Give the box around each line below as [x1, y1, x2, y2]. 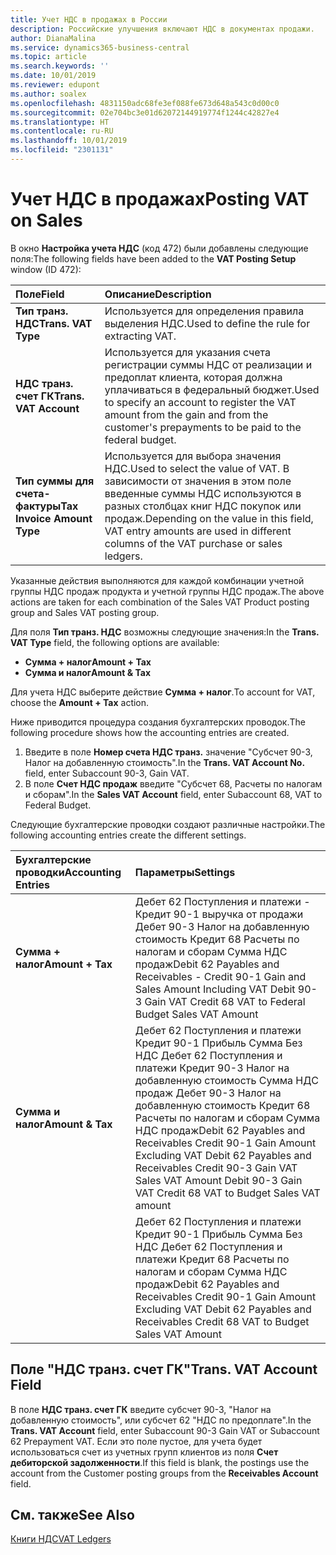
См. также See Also [10, 1507, 135, 1524]
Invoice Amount [15, 511, 93, 525]
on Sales [10, 209, 83, 232]
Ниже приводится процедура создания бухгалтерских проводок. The [10, 716, 306, 728]
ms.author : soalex [10, 89, 87, 99]
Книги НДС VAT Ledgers [10, 1533, 112, 1545]
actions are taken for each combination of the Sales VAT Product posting [10, 596, 310, 608]
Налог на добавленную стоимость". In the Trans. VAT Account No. [24, 756, 306, 768]
